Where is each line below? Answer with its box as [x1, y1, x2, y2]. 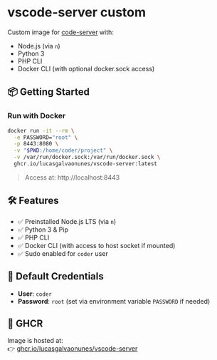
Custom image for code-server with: [7, 28, 114, 36]
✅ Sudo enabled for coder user [17, 249, 108, 257]
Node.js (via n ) [17, 41, 60, 50]
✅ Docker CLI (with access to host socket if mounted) [17, 241, 176, 250]
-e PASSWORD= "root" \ [14, 133, 78, 141]
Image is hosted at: [7, 336, 63, 345]
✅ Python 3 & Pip [17, 225, 69, 234]
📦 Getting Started [7, 86, 90, 98]
